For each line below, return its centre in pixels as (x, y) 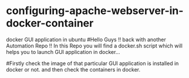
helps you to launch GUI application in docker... (63, 52)
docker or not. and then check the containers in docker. (73, 69)
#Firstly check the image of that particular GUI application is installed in (92, 63)
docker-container (50, 23)
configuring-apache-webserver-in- (95, 11)
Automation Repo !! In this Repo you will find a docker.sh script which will (95, 46)
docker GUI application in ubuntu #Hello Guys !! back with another (86, 39)
